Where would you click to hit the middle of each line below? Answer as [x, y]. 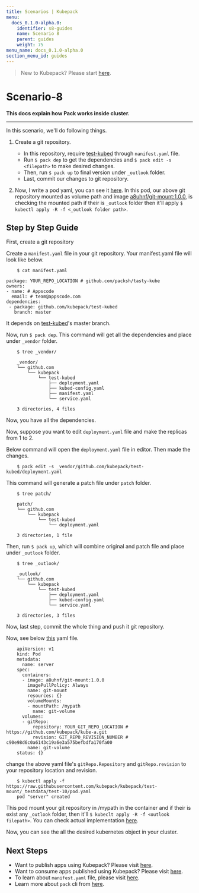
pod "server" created [43, 797]
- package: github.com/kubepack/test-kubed [63, 307]
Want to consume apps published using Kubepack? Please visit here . [99, 872]
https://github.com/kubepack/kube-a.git [57, 732]
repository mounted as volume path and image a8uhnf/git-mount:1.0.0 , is [104, 196]
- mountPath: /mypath [54, 706]
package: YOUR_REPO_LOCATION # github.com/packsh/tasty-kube [83, 281]
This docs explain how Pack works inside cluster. [68, 113]
